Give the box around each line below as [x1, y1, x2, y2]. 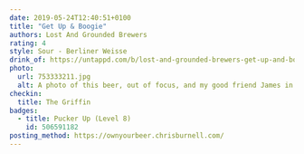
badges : [9, 106, 39, 115]
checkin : [9, 89, 43, 98]
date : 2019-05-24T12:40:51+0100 [9, 13, 131, 23]
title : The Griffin [17, 97, 91, 107]
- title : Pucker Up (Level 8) [17, 114, 131, 123]
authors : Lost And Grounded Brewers [9, 30, 147, 39]
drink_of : [9, 55, 47, 64]
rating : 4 [9, 38, 47, 48]
